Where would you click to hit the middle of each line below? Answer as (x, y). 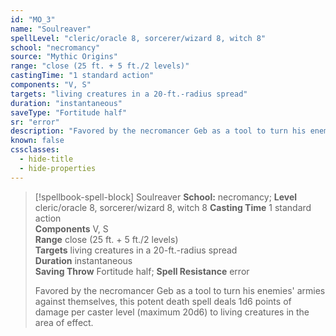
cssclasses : (35, 150)
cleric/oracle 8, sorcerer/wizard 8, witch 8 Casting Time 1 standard (173, 207)
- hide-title (46, 159)
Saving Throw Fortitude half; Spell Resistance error (142, 271)
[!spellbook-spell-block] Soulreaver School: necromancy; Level (166, 197)
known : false (37, 141)
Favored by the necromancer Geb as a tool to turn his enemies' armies (180, 290)
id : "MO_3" (33, 19)
